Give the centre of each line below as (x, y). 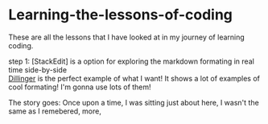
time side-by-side (37, 69)
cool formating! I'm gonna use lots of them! (80, 87)
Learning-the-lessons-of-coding (121, 15)
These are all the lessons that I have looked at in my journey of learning (127, 37)
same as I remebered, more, (55, 111)
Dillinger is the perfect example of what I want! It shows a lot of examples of (134, 78)
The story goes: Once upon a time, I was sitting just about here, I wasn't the (134, 102)
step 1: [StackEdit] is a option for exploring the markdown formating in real (132, 61)
